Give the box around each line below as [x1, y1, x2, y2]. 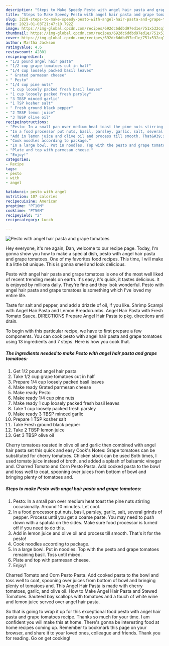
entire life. [6, 293, 27, 299]
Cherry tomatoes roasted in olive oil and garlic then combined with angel [6, 442, 156, 448]
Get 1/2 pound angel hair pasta [13, 368, 77, 375]
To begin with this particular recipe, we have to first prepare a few [6, 328, 142, 334]
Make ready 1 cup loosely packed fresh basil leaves [13, 400, 120, 406]
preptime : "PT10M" [6, 203, 44, 209]
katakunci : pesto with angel [6, 190, 67, 195]
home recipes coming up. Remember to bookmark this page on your [6, 624, 147, 631]
